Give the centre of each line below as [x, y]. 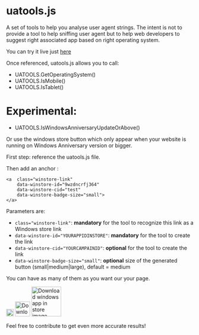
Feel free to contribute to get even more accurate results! [76, 325]
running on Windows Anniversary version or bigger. [69, 145]
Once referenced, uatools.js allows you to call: [63, 63]
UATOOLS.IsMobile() [40, 81]
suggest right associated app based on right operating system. [83, 40]
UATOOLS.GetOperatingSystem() [55, 74]
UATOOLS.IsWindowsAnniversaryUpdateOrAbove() [78, 127]
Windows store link [38, 229]
